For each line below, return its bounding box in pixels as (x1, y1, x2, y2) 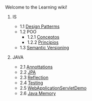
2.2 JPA (19, 69, 36, 75)
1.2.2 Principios (27, 39, 59, 45)
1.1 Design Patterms (19, 23, 60, 29)
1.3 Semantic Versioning (19, 45, 70, 50)
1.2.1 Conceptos (27, 34, 60, 40)
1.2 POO (19, 29, 37, 34)
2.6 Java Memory (19, 91, 56, 96)
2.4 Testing (19, 80, 43, 86)
